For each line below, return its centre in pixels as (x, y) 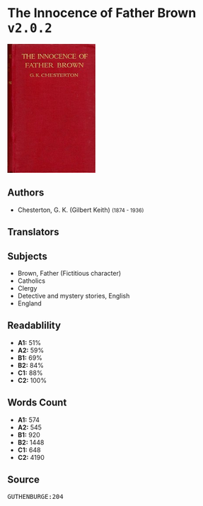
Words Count (37, 403)
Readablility (34, 326)
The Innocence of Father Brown (102, 13)
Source (24, 479)
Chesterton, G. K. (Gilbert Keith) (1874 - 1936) (81, 210)
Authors (26, 193)
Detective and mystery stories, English (74, 296)
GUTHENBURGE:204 (35, 497)
